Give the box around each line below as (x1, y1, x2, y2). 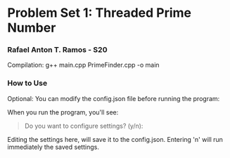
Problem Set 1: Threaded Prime (7, 5, 192, 21)
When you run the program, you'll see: (7, 107, 119, 117)
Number (7, 20, 56, 36)
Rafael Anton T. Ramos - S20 (7, 45, 108, 55)
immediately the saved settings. (7, 143, 100, 151)
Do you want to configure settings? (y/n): (24, 121, 143, 130)
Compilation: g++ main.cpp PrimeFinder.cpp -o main (7, 61, 160, 70)
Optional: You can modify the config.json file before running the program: (7, 94, 220, 103)
